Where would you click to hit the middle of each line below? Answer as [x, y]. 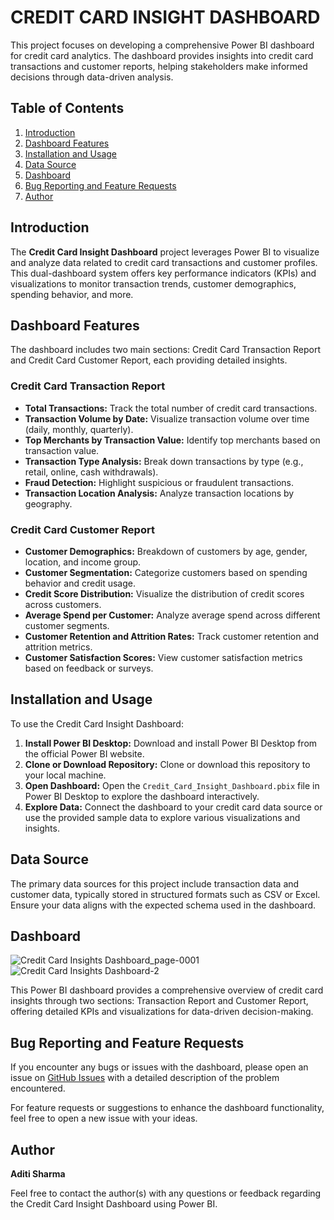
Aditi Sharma [38, 1174]
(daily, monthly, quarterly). [79, 429]
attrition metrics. [58, 647]
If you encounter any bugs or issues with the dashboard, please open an [159, 1067]
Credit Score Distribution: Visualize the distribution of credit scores [164, 593]
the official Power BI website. [84, 753]
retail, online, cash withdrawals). [91, 472]
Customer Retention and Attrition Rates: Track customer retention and [172, 636]
